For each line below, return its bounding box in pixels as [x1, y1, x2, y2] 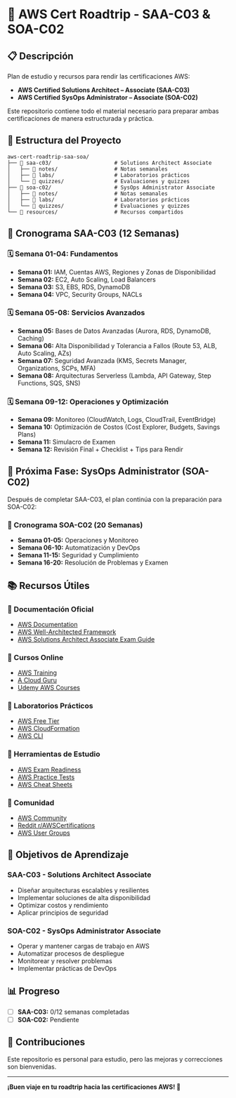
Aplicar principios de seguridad [17, 908, 109, 917]
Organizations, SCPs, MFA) [17, 364, 96, 372]
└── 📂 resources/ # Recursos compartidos [7, 209, 184, 216]
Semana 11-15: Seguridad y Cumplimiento [17, 551, 139, 560]
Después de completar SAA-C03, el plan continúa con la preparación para [7, 495, 223, 503]
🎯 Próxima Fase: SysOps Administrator [7, 465, 181, 477]
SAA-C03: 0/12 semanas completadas [17, 1007, 130, 1016]
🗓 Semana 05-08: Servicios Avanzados [7, 308, 145, 318]
